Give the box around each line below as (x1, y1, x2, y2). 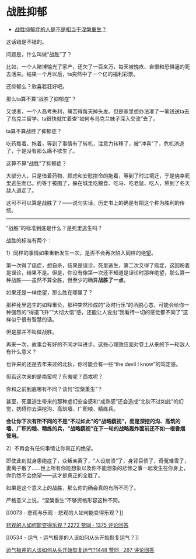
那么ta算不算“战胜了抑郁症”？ (6, 95, 77, 102)
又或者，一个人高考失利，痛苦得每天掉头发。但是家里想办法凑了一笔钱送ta (6, 108, 185, 115)
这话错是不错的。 (6, 38, 47, 45)
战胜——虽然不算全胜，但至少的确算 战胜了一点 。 (10, 276, 129, 283)
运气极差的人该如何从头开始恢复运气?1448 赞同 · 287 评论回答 (6, 546, 155, 553)
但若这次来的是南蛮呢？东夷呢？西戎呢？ (6, 373, 103, 380)
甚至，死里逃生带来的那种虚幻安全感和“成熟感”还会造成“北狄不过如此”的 (6, 397, 179, 404)
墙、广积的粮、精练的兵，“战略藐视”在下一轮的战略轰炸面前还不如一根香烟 (6, 425, 185, 432)
